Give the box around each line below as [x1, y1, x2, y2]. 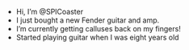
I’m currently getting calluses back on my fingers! [15, 24, 182, 33]
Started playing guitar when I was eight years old [15, 32, 179, 42]
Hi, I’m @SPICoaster [15, 7, 83, 16]
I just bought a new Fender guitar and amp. [15, 15, 160, 25]
